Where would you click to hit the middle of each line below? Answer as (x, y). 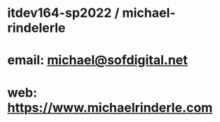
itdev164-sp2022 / (64, 13)
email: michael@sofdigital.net (98, 60)
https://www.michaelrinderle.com (110, 108)
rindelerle (36, 28)
